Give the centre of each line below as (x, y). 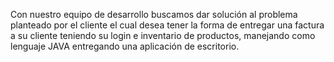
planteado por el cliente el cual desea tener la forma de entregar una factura (167, 25)
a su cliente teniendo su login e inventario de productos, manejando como (163, 35)
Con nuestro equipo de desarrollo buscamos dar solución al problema (154, 14)
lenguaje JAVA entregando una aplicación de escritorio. (125, 46)
